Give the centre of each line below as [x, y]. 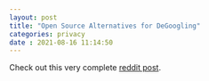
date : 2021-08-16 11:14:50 [61, 42]
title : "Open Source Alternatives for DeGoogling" [105, 26]
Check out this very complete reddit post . [85, 68]
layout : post [33, 17]
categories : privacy [48, 34]
